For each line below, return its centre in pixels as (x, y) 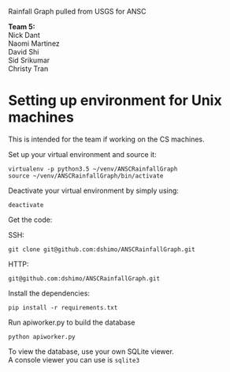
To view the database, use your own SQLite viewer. (91, 351)
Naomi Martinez (34, 43)
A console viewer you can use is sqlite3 (74, 359)
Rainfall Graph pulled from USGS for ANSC (78, 11)
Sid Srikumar (29, 60)
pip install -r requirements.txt (63, 307)
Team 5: (22, 26)
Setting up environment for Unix (115, 101)
